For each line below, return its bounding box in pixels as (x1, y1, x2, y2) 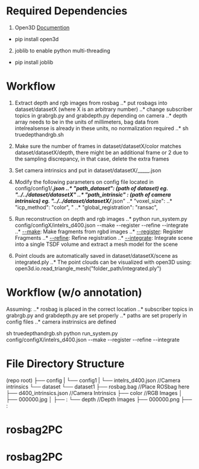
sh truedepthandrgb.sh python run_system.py (6, 329, 118, 337)
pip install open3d (14, 35, 59, 42)
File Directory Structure (6, 357, 125, 371)
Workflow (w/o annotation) (6, 286, 143, 300)
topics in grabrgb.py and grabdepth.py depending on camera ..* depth (14, 112, 188, 119)
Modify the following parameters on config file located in (14, 178, 154, 186)
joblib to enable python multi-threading (14, 47, 110, 54)
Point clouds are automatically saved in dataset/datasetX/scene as (14, 252, 178, 259)
